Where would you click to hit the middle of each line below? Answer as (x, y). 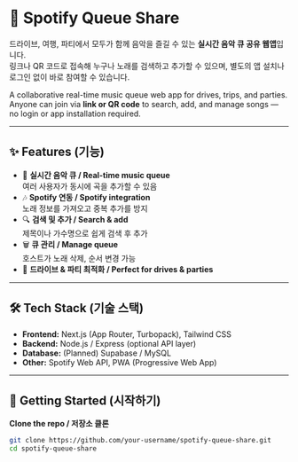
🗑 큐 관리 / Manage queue (70, 244)
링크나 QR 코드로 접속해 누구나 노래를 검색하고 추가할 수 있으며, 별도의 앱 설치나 (147, 66)
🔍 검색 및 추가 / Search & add (75, 219)
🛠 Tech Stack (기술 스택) (77, 308)
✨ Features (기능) (57, 152)
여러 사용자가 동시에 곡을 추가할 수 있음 (90, 186)
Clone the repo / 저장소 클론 (59, 424)
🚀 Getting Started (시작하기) (85, 400)
